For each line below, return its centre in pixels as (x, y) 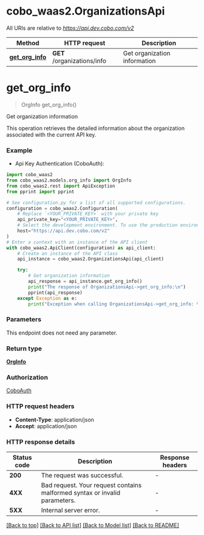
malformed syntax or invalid (81, 492)
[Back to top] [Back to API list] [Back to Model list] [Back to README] (93, 525)
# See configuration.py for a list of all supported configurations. (96, 203)
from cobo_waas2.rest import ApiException (61, 186)
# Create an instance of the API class (68, 253)
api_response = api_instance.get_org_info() (85, 281)
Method (28, 43)
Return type (24, 349)
